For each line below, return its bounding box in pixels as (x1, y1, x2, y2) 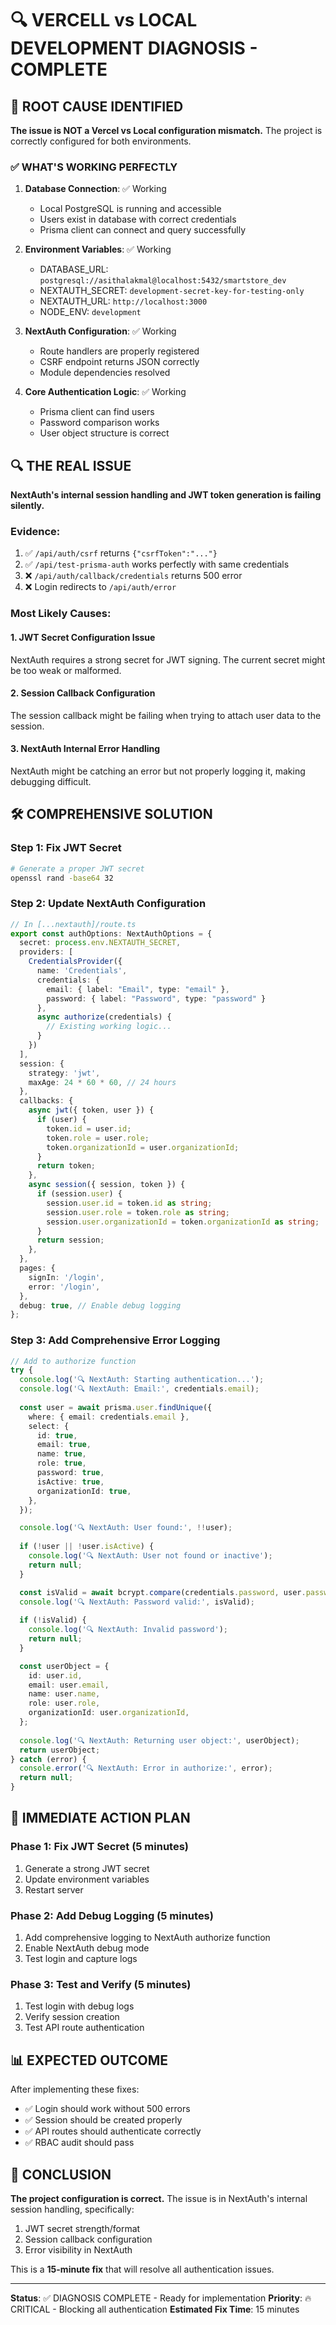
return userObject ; (19, 1745, 101, 1755)
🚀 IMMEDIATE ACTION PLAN (10, 1810, 191, 1827)
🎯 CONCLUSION (10, 2166, 112, 2183)
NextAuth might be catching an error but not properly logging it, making (10, 765, 306, 777)
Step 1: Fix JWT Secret (10, 841, 122, 855)
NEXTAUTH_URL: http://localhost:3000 (39, 295, 208, 307)
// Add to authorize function (10, 1356, 137, 1366)
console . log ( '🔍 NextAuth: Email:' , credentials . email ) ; (19, 1384, 260, 1394)
